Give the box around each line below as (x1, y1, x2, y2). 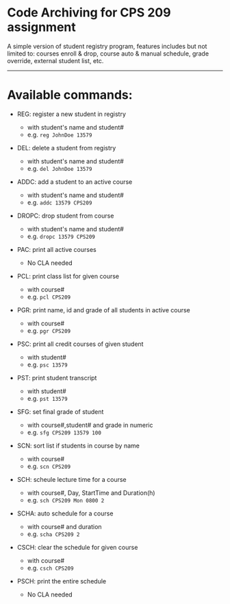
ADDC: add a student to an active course (16, 177, 133, 186)
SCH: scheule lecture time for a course (16, 475, 127, 483)
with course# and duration (27, 522, 102, 531)
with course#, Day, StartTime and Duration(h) (27, 489, 155, 497)
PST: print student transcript (16, 373, 97, 382)
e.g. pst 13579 (27, 394, 68, 402)
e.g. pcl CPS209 (27, 292, 71, 301)
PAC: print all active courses (16, 245, 97, 253)
